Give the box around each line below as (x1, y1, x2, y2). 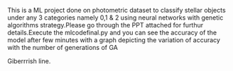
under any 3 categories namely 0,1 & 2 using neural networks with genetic (7, 13, 224, 22)
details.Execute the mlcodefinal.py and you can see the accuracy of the (7, 28, 217, 37)
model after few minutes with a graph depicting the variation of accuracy (7, 36, 220, 44)
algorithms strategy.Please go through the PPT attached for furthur (7, 21, 204, 29)
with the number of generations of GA (7, 44, 119, 51)
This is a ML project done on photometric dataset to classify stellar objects (7, 6, 226, 14)
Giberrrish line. (7, 57, 51, 65)
